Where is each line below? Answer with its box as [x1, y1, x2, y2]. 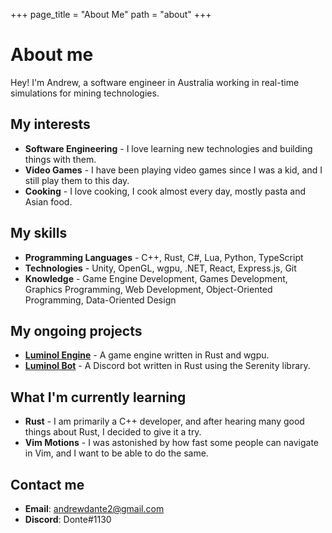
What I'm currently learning [10, 389, 187, 406]
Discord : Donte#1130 [24, 514, 112, 525]
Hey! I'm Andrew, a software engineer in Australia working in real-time [10, 76, 300, 88]
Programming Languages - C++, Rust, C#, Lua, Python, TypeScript [24, 251, 304, 263]
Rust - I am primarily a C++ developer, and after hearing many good [24, 415, 305, 428]
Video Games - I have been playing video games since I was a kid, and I [24, 164, 323, 176]
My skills [10, 225, 68, 242]
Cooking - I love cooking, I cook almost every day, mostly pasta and [24, 185, 307, 197]
